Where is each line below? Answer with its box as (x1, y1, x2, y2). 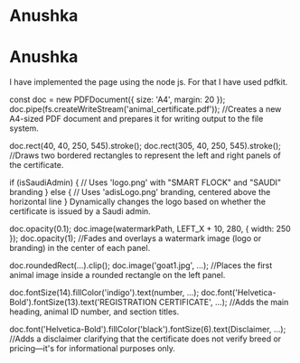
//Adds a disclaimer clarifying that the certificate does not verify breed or (9, 333, 282, 344)
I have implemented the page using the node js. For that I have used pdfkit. (9, 77, 288, 88)
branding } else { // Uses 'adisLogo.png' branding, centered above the (9, 187, 271, 198)
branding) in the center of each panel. (9, 243, 151, 254)
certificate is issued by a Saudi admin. (9, 206, 151, 217)
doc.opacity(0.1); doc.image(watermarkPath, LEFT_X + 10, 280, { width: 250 (9, 223, 291, 235)
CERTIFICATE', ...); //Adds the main (158, 297, 289, 308)
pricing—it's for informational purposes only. (9, 343, 176, 354)
